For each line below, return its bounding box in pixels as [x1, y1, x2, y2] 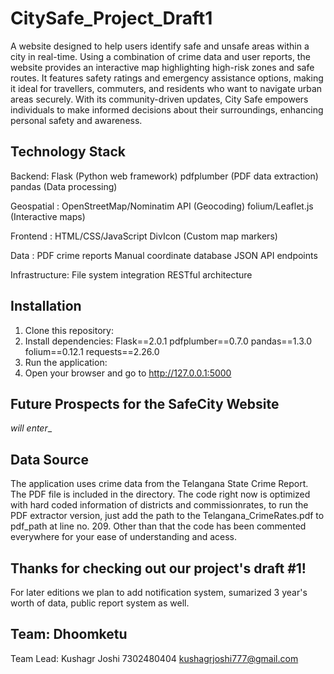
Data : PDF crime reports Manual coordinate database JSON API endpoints [10, 249, 318, 261]
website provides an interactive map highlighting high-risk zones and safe [10, 61, 315, 73]
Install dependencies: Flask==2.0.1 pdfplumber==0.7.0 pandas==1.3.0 [24, 335, 313, 347]
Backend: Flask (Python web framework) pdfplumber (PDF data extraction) [10, 170, 319, 182]
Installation [10, 298, 82, 315]
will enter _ [10, 422, 53, 434]
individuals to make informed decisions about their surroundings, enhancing [10, 103, 324, 116]
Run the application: [24, 356, 108, 368]
